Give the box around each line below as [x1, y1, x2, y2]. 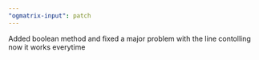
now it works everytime [8, 42, 86, 52]
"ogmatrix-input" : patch [8, 11, 91, 20]
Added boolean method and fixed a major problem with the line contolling [8, 34, 251, 43]
